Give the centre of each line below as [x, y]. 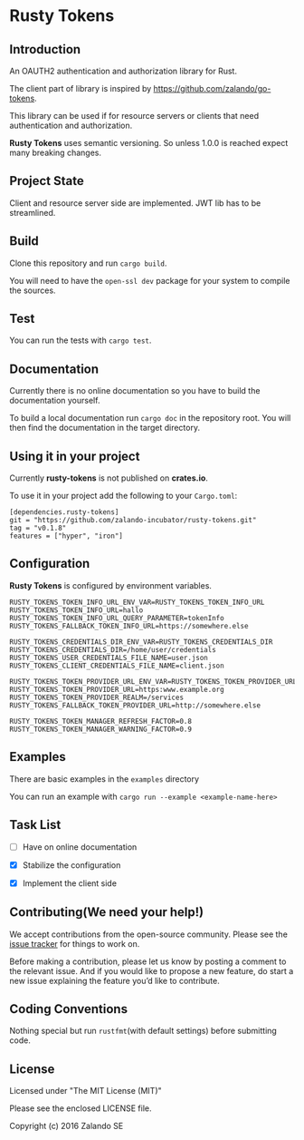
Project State [47, 181]
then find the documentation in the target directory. [105, 428]
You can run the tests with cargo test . [81, 340]
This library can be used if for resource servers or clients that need [134, 116]
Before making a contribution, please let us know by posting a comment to [148, 961]
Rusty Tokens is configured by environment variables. [111, 585]
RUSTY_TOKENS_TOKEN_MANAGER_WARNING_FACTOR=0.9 [101, 729]
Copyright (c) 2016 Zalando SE [66, 1126]
